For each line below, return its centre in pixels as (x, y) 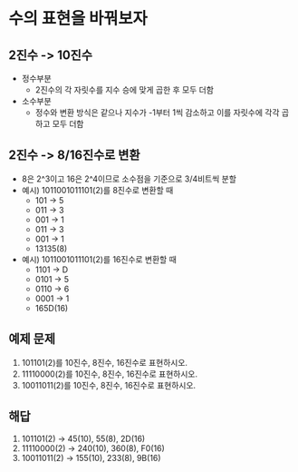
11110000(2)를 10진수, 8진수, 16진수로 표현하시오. (110, 374)
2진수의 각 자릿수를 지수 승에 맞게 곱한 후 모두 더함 (125, 90)
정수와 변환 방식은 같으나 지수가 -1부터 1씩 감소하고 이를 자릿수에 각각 (157, 113)
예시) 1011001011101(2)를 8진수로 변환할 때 (97, 190)
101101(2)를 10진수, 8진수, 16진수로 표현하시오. (104, 362)
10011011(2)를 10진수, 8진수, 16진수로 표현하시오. (109, 385)
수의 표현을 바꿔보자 (78, 19)
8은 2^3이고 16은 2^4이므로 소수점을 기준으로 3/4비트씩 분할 (129, 179)
